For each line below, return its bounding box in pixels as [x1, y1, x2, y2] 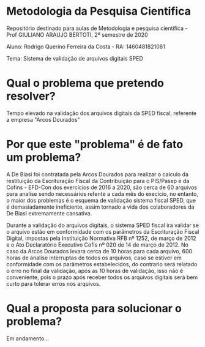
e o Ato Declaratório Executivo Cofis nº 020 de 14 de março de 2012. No [6, 241, 188, 248]
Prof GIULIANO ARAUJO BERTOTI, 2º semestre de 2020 [6, 31, 148, 38]
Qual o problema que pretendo [6, 76, 164, 90]
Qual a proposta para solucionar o [6, 302, 182, 315]
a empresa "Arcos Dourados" [6, 116, 80, 123]
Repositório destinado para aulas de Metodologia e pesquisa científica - [6, 24, 188, 32]
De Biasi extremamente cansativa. [6, 209, 92, 217]
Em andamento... [6, 335, 49, 342]
